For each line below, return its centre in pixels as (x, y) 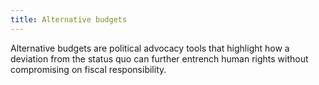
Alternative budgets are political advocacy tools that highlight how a (150, 48)
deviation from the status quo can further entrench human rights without (159, 58)
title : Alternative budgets (69, 19)
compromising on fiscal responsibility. (88, 69)
